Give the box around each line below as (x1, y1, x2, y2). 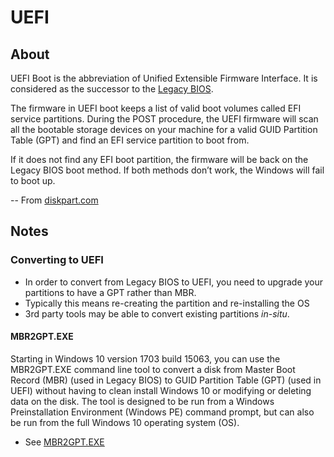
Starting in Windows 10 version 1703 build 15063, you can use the (10, 352, 281, 365)
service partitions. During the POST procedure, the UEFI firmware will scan (10, 113, 319, 125)
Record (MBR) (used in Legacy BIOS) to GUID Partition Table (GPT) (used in (10, 374, 322, 386)
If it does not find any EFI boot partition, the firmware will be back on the (10, 154, 309, 165)
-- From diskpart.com (10, 194, 99, 206)
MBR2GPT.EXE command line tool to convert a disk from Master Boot (10, 363, 296, 375)
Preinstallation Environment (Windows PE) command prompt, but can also (10, 406, 315, 418)
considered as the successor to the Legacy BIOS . (10, 83, 214, 95)
